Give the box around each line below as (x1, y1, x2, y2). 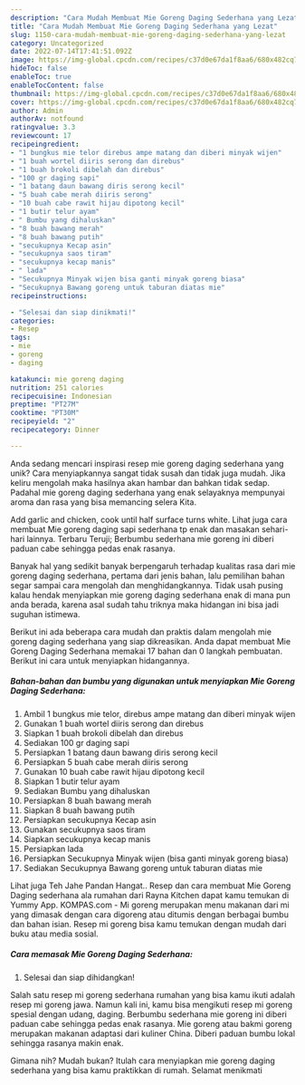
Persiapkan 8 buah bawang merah (23, 795, 152, 806)
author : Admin (10, 106, 64, 115)
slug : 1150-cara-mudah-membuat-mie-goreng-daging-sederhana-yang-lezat (10, 30, 286, 39)
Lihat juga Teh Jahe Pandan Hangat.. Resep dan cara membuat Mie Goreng (10, 880, 291, 891)
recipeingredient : (10, 140, 80, 149)
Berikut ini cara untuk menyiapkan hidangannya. (10, 654, 190, 666)
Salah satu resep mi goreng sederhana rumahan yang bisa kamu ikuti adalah (10, 989, 295, 1000)
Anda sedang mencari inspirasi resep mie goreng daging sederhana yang (10, 458, 284, 469)
